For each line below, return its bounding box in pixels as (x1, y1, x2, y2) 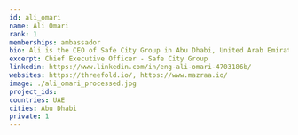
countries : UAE (9, 95, 66, 105)
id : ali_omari (9, 12, 62, 22)
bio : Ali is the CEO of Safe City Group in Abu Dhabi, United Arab (9, 46, 264, 55)
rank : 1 (9, 29, 38, 38)
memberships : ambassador (9, 37, 101, 47)
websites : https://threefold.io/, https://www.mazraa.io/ (9, 71, 228, 80)
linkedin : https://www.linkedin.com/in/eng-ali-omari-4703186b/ (9, 63, 252, 72)
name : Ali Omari (9, 21, 69, 30)
